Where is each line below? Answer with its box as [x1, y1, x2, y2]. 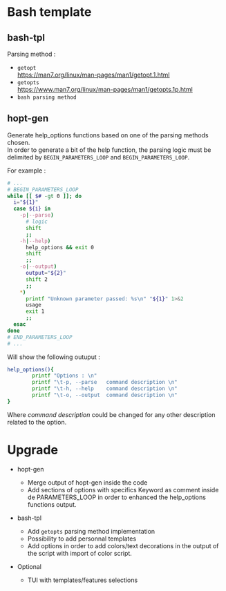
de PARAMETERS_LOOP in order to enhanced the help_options [27, 493, 206, 501]
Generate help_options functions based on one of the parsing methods [7, 130, 209, 139]
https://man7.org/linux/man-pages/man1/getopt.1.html [17, 70, 170, 79]
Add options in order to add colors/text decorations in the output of [27, 541, 219, 550]
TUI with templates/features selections [27, 576, 138, 584]
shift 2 [25, 275, 48, 283]
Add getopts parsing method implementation [27, 527, 156, 535]
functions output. [27, 500, 77, 508]
